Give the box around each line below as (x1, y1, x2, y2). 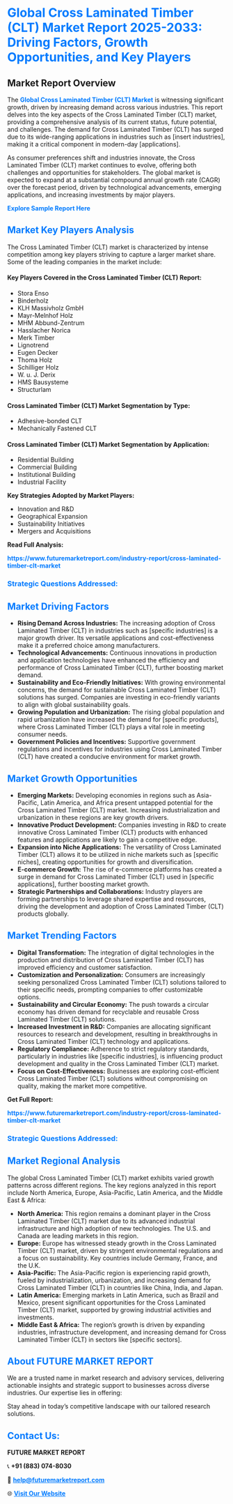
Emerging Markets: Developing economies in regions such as (17, 791, 195, 799)
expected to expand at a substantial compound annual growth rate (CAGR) (7, 176, 220, 184)
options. (17, 992, 41, 1001)
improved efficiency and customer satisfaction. (17, 963, 153, 971)
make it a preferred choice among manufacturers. (17, 641, 160, 650)
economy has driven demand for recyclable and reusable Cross (17, 1008, 200, 1016)
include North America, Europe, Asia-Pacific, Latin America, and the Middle (7, 1188, 223, 1197)
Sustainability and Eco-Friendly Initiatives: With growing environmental (17, 678, 226, 687)
